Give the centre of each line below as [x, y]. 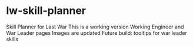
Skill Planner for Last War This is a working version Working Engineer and [95, 27]
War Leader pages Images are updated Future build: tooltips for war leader [96, 32]
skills [12, 39]
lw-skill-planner [46, 11]
